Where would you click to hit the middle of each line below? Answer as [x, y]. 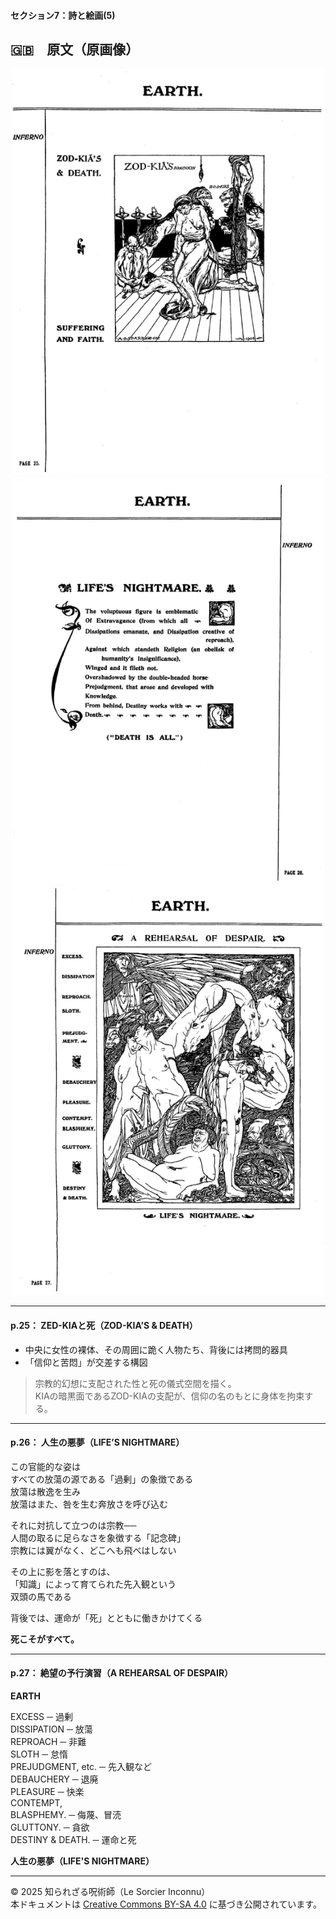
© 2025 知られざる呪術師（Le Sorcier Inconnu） [110, 1892]
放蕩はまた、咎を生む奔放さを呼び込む [89, 1504]
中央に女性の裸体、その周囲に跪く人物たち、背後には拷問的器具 [156, 1349]
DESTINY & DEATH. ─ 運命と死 [73, 1840]
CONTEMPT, [36, 1803]
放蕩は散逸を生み [45, 1491]
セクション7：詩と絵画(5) [63, 15]
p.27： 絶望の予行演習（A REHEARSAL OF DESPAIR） [122, 1673]
